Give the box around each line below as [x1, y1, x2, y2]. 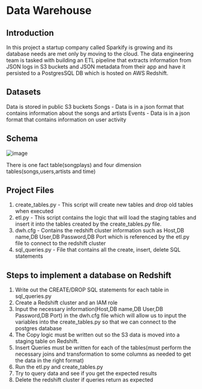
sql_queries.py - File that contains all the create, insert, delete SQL [15, 246, 181, 253]
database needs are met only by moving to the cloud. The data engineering [6, 50, 194, 57]
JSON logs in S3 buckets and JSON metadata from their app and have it [6, 63, 186, 70]
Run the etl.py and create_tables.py [15, 364, 103, 371]
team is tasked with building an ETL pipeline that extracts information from [6, 57, 192, 64]
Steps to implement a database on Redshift [6, 270, 172, 280]
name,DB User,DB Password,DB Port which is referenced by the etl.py [15, 234, 190, 241]
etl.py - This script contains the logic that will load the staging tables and [15, 214, 197, 221]
